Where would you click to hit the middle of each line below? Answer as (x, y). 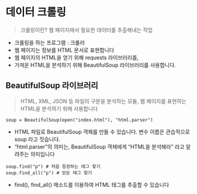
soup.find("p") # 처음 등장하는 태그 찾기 (53, 167)
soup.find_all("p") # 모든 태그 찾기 (49, 173)
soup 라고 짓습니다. (37, 139)
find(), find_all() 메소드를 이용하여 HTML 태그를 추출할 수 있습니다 (92, 184)
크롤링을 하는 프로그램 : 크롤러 (49, 42)
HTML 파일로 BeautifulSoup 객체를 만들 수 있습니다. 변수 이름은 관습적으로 (102, 131)
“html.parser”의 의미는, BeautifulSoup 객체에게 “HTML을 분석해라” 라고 (99, 146)
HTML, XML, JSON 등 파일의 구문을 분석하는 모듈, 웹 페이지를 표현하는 (103, 101)
